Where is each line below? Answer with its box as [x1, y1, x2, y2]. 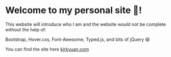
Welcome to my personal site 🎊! [5, 5, 142, 16]
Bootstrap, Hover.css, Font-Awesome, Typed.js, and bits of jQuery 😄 [5, 36, 150, 42]
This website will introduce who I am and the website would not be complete [5, 21, 166, 27]
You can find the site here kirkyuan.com [5, 46, 89, 52]
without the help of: [5, 26, 46, 32]
